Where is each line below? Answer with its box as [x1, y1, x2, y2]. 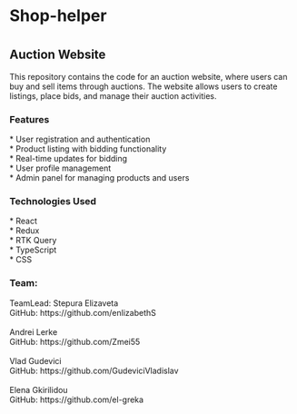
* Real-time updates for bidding [9, 153, 128, 164]
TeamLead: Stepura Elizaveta [9, 297, 119, 309]
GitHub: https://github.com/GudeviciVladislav [9, 365, 179, 376]
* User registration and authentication [9, 133, 151, 145]
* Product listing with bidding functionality [9, 143, 167, 154]
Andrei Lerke [9, 326, 58, 337]
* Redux [9, 225, 40, 236]
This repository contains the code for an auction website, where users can [9, 71, 288, 82]
